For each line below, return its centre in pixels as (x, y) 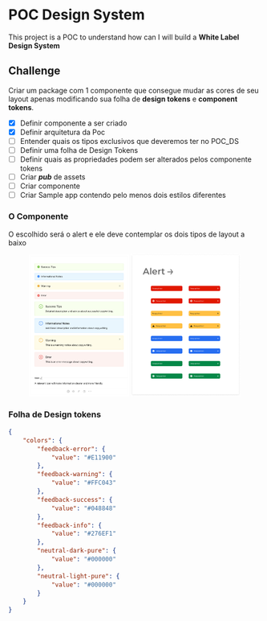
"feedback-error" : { (71, 449)
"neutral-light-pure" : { (79, 576)
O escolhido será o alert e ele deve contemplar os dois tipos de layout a (127, 234)
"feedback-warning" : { (75, 475)
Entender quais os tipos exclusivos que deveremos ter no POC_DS (129, 141)
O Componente (38, 216)
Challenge (34, 71)
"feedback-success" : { (75, 500)
